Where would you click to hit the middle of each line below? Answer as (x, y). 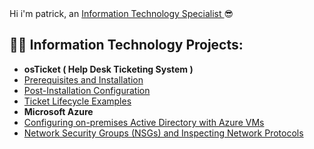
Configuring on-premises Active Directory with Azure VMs (144, 122)
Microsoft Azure (58, 111)
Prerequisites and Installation (83, 79)
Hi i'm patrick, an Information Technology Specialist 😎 (121, 13)
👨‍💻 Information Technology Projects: (126, 45)
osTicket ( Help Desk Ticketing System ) (108, 69)
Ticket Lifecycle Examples (77, 101)
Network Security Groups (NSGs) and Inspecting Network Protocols (163, 133)
